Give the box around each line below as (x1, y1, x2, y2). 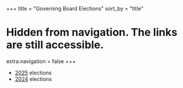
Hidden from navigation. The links (6, 26, 178, 39)
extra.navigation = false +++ (6, 57, 76, 64)
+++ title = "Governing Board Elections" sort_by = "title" (6, 5, 144, 12)
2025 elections (14, 69, 52, 76)
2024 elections (14, 75, 52, 82)
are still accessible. (6, 38, 104, 52)
